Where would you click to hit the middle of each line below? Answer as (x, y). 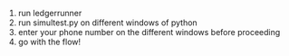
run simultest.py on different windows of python (107, 23)
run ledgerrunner (50, 13)
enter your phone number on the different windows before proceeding (149, 32)
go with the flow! (49, 42)
